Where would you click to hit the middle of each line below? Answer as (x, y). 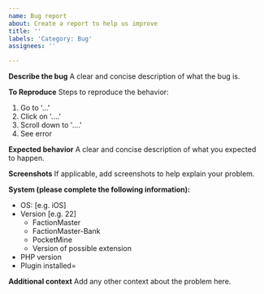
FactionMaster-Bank (66, 231)
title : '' (25, 31)
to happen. (26, 158)
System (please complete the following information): (100, 190)
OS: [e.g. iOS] (43, 205)
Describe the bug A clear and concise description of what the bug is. (124, 76)
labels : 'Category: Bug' (50, 39)
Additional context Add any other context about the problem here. (120, 282)
